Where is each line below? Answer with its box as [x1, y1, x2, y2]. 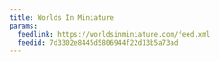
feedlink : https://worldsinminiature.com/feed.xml [17, 30, 211, 39]
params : [9, 22, 39, 30]
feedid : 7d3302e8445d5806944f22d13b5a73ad [17, 38, 179, 48]
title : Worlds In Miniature [9, 13, 115, 22]
